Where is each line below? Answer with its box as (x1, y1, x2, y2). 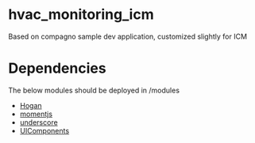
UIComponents (19, 126, 70, 135)
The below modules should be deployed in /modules (8, 85, 180, 95)
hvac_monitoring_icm (8, 6, 154, 24)
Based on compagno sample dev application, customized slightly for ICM (8, 32, 248, 41)
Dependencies (8, 59, 106, 77)
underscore (19, 117, 58, 127)
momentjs (19, 109, 53, 119)
